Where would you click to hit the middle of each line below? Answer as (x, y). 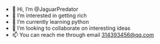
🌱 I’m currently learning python (50, 22)
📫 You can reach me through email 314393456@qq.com (83, 35)
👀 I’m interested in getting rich (49, 15)
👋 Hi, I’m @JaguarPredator (45, 9)
